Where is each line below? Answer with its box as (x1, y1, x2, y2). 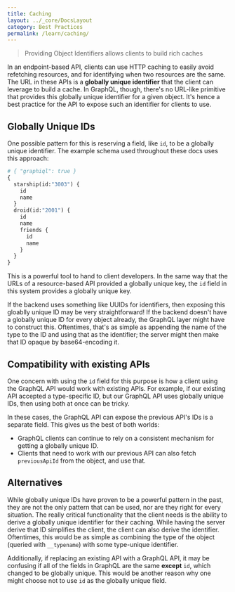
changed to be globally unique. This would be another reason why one (7, 569, 212, 577)
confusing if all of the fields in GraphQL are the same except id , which (7, 561, 211, 570)
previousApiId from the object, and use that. (17, 456, 146, 465)
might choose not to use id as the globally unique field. (7, 576, 167, 584)
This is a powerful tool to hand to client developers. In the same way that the (7, 272, 228, 281)
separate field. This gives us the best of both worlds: (7, 420, 160, 429)
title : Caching (7, 10, 52, 18)
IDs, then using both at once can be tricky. (7, 399, 130, 408)
